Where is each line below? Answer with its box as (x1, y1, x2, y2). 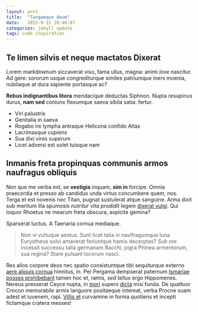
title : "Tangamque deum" (6, 14, 70, 20)
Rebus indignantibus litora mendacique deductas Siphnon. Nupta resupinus (6, 92, 193, 99)
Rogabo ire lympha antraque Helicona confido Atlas (14, 122, 141, 129)
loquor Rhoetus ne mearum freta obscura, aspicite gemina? (6, 208, 151, 216)
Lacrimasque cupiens (14, 128, 67, 136)
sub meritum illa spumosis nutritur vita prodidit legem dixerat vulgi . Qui (6, 202, 178, 209)
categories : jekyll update (6, 25, 73, 31)
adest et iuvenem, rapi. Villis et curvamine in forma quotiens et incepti (6, 293, 176, 300)
